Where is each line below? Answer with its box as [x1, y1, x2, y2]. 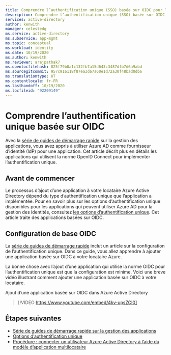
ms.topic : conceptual [5, 41, 51, 46]
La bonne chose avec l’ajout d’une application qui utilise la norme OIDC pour [5, 263, 165, 270]
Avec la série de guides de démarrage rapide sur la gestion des [5, 138, 138, 144]
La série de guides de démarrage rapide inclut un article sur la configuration [5, 243, 165, 249]
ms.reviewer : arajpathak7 [5, 60, 60, 65]
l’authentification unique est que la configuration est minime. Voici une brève [5, 269, 166, 275]
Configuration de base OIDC [5, 229, 97, 238]
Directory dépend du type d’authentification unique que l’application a [5, 193, 152, 199]
